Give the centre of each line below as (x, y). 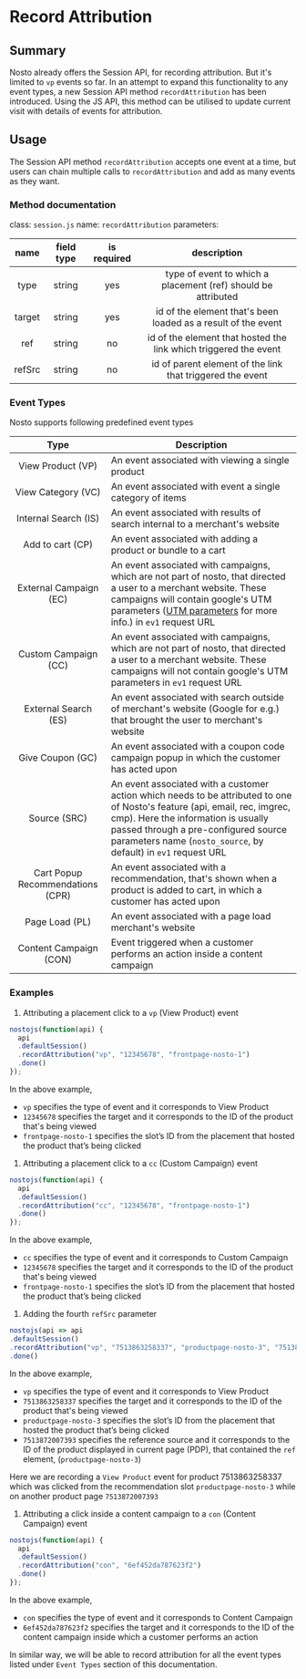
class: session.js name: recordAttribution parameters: (114, 224)
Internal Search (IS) (58, 519)
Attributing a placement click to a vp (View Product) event (130, 1012)
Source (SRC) (58, 818)
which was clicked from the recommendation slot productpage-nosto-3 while (153, 1486)
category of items (148, 498)
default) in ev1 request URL (168, 853)
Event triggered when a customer (182, 943)
